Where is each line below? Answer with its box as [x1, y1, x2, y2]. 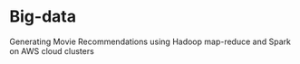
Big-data [9, 6, 77, 27]
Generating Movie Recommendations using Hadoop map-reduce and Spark [9, 36, 292, 47]
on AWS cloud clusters [9, 45, 95, 56]
